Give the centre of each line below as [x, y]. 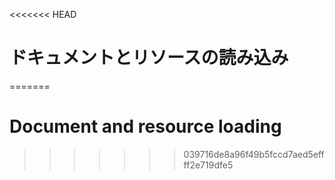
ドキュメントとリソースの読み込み [149, 58]
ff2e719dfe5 [208, 165]
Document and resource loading [145, 126]
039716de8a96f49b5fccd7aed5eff [254, 154]
